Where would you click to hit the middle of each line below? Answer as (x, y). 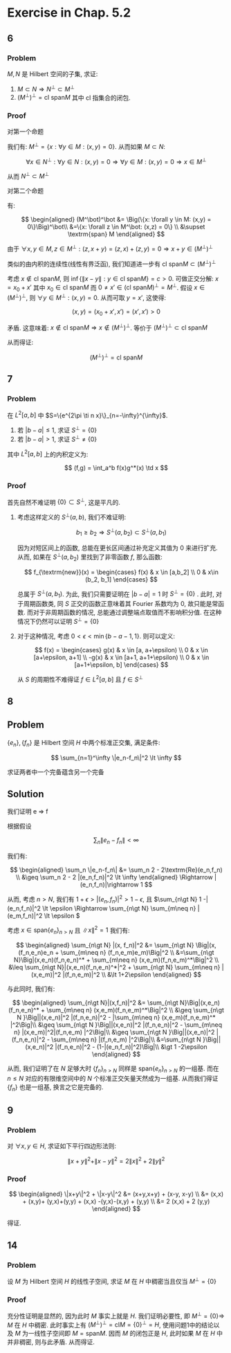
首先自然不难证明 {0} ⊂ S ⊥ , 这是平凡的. (64, 501)
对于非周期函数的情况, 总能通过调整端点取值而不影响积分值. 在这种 (127, 612)
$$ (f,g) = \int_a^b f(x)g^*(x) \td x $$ (116, 468)
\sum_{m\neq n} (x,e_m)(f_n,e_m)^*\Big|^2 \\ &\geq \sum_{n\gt (136, 1010)
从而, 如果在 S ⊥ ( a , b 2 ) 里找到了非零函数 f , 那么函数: (90, 557)
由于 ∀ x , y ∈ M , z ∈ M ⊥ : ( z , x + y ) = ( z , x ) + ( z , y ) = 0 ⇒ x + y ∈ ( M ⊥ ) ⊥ (110, 249)
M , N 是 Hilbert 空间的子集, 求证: (53, 73)
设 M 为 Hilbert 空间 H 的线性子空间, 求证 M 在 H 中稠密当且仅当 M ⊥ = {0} (112, 1281)
